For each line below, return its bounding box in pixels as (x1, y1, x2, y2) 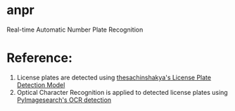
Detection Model (16, 80, 65, 89)
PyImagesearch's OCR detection (16, 96, 112, 104)
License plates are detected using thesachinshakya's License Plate (16, 73, 212, 81)
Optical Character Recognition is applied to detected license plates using (16, 88, 228, 96)
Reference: (6, 50, 73, 66)
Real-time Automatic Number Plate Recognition (6, 25, 144, 34)
